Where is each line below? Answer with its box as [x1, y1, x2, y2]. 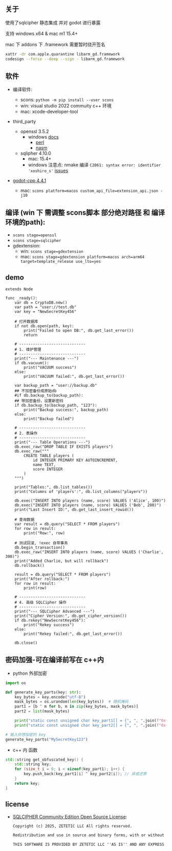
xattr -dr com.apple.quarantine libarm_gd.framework [5, 51, 120, 56]
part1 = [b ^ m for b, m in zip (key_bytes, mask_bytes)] [14, 704, 139, 709]
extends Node [5, 287, 33, 292]
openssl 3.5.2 [20, 128, 49, 135]
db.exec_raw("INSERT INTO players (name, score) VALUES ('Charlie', [14, 550, 164, 555]
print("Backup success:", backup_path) [24, 407, 109, 412]
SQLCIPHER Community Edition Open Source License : [12, 814, 127, 820]
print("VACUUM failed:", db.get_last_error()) [24, 374, 125, 379]
